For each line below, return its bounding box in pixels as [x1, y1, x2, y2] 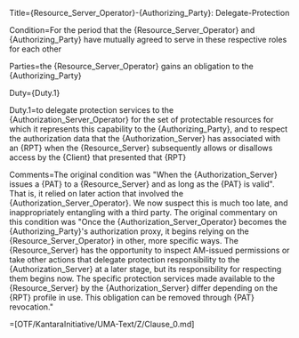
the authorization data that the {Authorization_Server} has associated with [9, 133, 281, 143]
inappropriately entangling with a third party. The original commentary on [9, 207, 278, 217]
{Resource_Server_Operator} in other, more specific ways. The [9, 236, 238, 245]
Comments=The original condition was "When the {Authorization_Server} [9, 169, 279, 180]
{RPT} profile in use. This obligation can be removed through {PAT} [9, 293, 255, 302]
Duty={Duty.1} [9, 88, 61, 98]
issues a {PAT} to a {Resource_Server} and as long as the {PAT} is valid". [9, 179, 275, 189]
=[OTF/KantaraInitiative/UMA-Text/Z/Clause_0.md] [9, 319, 195, 329]
